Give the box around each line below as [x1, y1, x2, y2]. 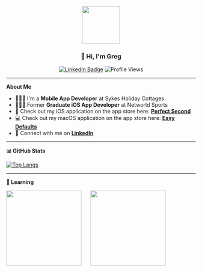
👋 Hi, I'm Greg [81, 52, 121, 60]
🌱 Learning [6, 179, 34, 186]
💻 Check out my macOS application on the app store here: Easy [14, 115, 175, 122]
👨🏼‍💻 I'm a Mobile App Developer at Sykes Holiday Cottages [14, 95, 164, 102]
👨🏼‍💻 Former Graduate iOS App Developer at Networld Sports [14, 101, 168, 109]
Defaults [14, 123, 37, 130]
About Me [6, 83, 32, 90]
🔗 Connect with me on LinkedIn [14, 130, 94, 137]
